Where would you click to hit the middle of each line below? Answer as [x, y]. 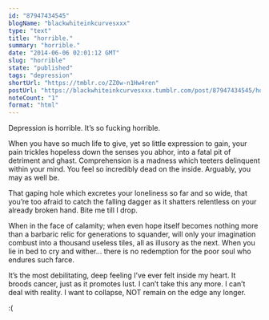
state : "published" [41, 68]
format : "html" [34, 105]
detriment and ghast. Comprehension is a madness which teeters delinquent [134, 160]
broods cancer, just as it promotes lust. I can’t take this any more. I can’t [127, 284]
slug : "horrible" [37, 61]
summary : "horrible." [44, 46]
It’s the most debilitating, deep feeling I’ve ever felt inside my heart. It [122, 275]
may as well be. [34, 178]
